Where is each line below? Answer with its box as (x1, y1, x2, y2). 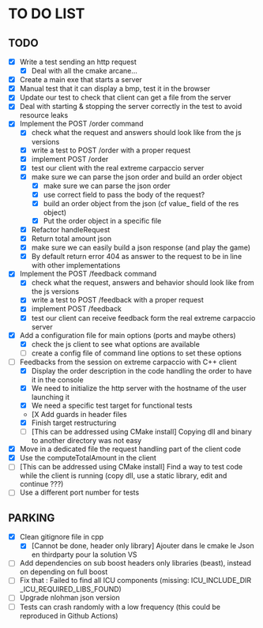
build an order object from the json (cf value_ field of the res (43, 198, 239, 208)
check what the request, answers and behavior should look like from (31, 278, 254, 288)
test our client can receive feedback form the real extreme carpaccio (31, 313, 256, 322)
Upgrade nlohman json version (19, 593, 120, 603)
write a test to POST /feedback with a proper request (31, 295, 204, 305)
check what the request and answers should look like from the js (31, 128, 242, 137)
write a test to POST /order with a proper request (31, 145, 191, 155)
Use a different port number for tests (19, 487, 140, 498)
